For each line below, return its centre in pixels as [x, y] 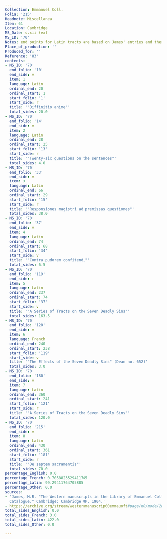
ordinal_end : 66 [26, 190]
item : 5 [18, 283]
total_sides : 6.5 [28, 265]
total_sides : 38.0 [29, 214]
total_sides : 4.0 [28, 163]
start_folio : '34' [29, 251]
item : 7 [18, 385]
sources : [14, 492]
